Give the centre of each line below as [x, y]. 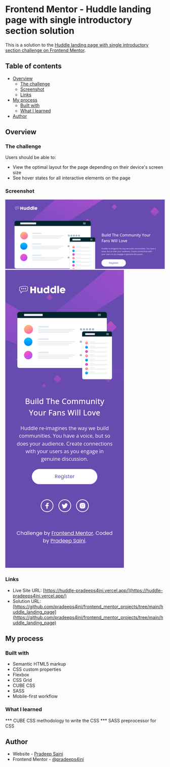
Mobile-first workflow [35, 696]
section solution [40, 31]
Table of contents [33, 66]
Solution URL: [27, 601]
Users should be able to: [31, 158]
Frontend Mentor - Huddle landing [78, 9]
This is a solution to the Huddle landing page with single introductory [77, 45]
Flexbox [21, 675]
